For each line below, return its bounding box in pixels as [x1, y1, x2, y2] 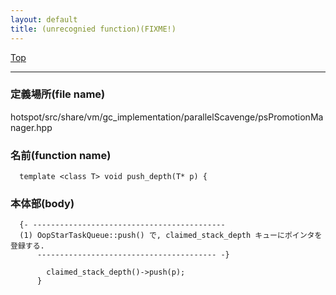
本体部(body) [10, 197, 75, 211]
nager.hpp [10, 121, 53, 133]
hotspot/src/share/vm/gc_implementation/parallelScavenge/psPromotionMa [10, 111, 324, 123]
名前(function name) [10, 148, 112, 162]
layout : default [10, 14, 78, 25]
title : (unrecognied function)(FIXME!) [10, 24, 177, 34]
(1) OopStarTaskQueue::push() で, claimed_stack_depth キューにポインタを [19, 231, 323, 241]
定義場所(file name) [10, 87, 106, 101]
